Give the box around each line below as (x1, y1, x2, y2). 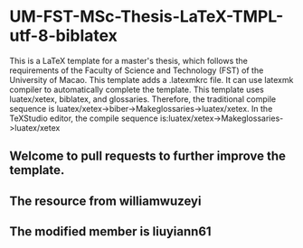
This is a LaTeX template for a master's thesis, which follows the (9, 55, 249, 66)
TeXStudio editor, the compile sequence (9, 113, 158, 124)
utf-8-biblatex (9, 25, 118, 46)
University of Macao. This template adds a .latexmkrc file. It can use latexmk (9, 74, 294, 85)
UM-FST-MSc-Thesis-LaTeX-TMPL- (9, 6, 284, 27)
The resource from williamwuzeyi (9, 193, 202, 208)
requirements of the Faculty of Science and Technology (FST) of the (9, 65, 264, 76)
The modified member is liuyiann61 (9, 224, 212, 240)
